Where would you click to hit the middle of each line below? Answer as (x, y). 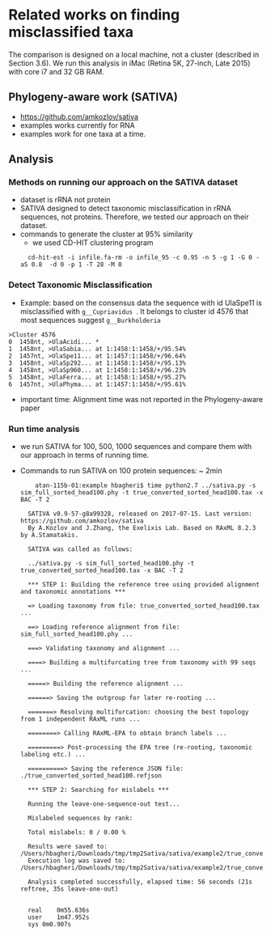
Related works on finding (94, 15)
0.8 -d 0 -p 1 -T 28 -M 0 (77, 265)
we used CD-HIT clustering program (93, 243)
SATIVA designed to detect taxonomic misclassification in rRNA (126, 209)
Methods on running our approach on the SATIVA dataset (123, 182)
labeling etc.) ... (53, 755)
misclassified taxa (71, 32)
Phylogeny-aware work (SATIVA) (93, 97)
